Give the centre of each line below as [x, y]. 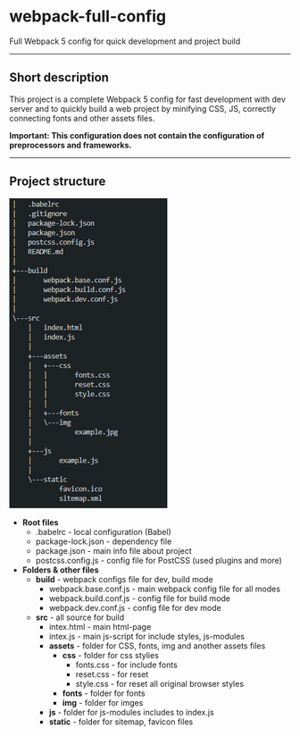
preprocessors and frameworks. [71, 145]
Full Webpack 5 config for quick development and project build [125, 41]
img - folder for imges [103, 702]
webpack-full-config [88, 17]
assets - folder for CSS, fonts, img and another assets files [157, 646]
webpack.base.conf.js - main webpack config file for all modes [165, 589]
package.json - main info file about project [113, 550]
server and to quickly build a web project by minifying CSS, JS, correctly [143, 108]
